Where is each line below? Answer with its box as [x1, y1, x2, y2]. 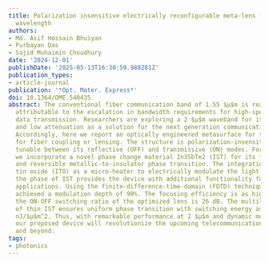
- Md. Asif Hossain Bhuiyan [8, 34, 102, 42]
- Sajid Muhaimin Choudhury [8, 49, 102, 57]
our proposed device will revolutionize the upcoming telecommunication [15, 220, 263, 228]
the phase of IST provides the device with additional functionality [15, 175, 252, 184]
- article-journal [8, 78, 70, 86]
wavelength [15, 19, 52, 27]
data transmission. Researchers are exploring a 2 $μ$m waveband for [15, 116, 252, 124]
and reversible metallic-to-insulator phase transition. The [15, 161, 224, 169]
